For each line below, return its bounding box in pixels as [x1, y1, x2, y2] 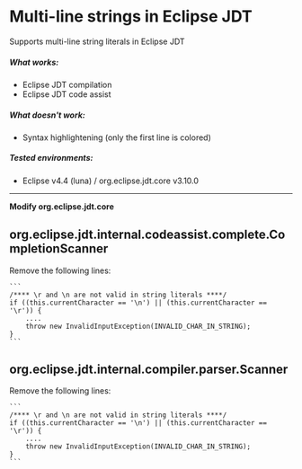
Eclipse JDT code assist [22, 88, 111, 100]
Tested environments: [9, 153, 93, 164]
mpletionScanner [9, 241, 109, 257]
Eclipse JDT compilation [22, 79, 112, 90]
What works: [9, 57, 59, 67]
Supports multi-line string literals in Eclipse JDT [9, 36, 186, 47]
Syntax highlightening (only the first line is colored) [22, 132, 211, 143]
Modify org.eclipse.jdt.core [9, 200, 115, 212]
